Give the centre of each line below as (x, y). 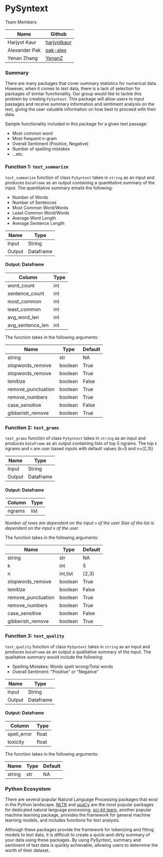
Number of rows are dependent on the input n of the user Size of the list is (80, 523)
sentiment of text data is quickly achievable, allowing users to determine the (81, 845)
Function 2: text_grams (32, 427)
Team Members (21, 22)
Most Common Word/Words (40, 207)
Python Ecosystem (28, 789)
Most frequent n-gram (34, 139)
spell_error (20, 734)
